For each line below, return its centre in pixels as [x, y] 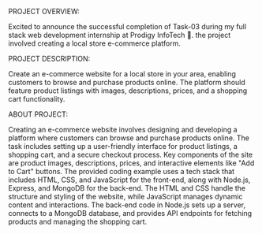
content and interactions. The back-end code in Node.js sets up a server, [127, 205]
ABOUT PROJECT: [38, 114]
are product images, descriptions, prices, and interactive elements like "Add [131, 163]
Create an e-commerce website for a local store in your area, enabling [122, 74]
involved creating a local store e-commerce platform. [95, 43]
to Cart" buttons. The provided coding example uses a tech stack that [122, 171]
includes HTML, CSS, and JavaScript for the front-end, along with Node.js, [129, 180]
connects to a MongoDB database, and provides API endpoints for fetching [130, 213]
